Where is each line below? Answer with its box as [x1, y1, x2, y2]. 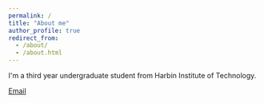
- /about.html [15, 49, 62, 57]
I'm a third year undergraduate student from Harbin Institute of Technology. [8, 71, 257, 80]
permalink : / [8, 11, 52, 20]
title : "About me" [8, 19, 70, 27]
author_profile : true [8, 26, 81, 34]
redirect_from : [8, 34, 59, 42]
